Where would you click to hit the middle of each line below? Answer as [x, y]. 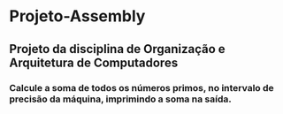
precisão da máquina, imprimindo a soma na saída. [120, 99]
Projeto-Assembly [77, 16]
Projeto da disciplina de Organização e [117, 49]
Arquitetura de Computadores [94, 62]
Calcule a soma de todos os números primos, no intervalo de [141, 87]
